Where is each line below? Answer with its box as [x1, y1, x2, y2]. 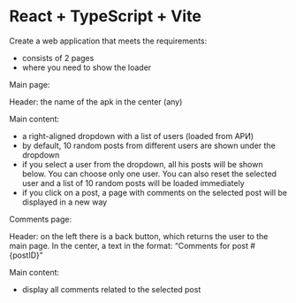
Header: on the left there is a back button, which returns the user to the [9, 230, 269, 241]
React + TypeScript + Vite [9, 6, 201, 27]
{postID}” [9, 250, 43, 260]
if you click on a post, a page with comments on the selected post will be [21, 187, 287, 198]
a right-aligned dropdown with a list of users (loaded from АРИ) [21, 130, 254, 141]
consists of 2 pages [21, 52, 95, 63]
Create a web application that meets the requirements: [9, 35, 208, 46]
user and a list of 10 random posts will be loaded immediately [21, 177, 245, 188]
